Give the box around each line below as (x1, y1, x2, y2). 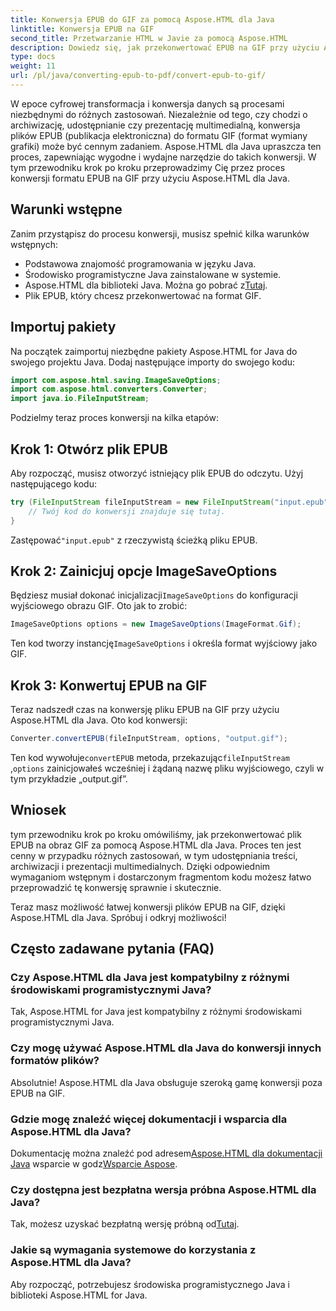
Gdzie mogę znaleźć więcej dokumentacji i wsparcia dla (10, 1112, 288, 1126)
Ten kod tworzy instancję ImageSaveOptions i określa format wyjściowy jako (10, 637, 318, 650)
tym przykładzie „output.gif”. (10, 772, 128, 785)
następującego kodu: (10, 477, 97, 490)
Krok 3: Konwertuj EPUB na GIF (10, 677, 208, 694)
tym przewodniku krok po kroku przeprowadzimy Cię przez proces (10, 161, 286, 173)
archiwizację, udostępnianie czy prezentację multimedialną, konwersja (10, 119, 301, 131)
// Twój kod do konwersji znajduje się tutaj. (28, 506, 226, 516)
